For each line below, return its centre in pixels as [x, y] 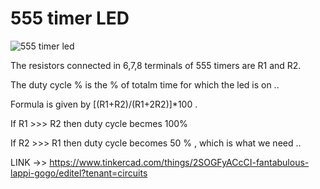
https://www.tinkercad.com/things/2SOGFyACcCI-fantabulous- [179, 162]
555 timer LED [70, 18]
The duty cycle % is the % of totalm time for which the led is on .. [145, 84]
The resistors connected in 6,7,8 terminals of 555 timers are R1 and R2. [156, 65]
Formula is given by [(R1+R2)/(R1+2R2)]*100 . [104, 104]
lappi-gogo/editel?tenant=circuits [79, 173]
